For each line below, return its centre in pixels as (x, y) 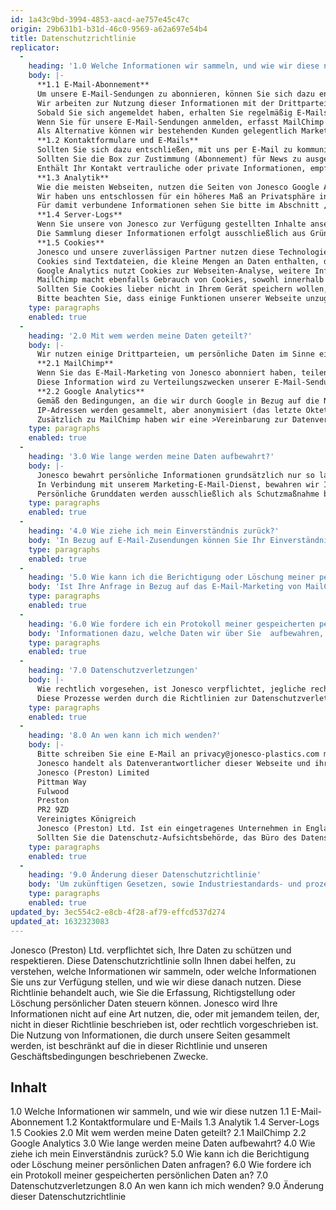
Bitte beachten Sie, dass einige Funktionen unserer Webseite (169, 299)
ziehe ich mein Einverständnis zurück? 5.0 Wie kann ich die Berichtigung (160, 1154)
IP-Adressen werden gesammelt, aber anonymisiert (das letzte (169, 410)
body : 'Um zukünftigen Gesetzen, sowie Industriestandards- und (165, 884)
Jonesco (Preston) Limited (93, 772)
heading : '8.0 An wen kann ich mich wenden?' (125, 736)
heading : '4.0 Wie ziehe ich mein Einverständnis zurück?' (154, 531)
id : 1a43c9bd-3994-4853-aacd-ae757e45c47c (100, 19)
